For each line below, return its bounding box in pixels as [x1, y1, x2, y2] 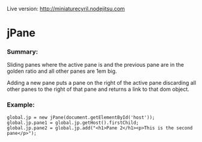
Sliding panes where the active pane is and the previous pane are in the [7, 61, 184, 69]
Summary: [7, 48, 38, 56]
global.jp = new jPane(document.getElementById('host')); [7, 114, 155, 120]
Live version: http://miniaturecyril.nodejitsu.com [7, 5, 125, 12]
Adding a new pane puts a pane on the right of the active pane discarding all [7, 79, 197, 87]
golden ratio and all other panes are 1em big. [7, 67, 117, 75]
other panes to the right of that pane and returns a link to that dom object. [7, 85, 190, 93]
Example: [7, 100, 35, 109]
